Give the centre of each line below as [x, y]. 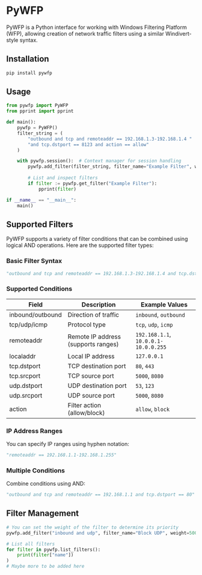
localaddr [23, 356]
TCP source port [91, 376]
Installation [28, 59]
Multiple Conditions [35, 470]
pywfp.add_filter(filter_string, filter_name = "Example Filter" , [110, 167]
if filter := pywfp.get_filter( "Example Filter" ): [93, 183]
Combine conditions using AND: [46, 484]
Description [99, 304]
